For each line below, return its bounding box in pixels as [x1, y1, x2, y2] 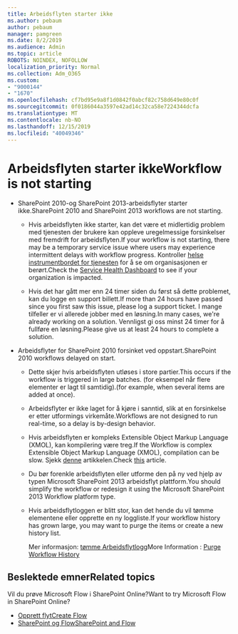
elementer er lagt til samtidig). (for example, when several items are [28, 383, 225, 392]
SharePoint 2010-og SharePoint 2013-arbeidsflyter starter [17, 199, 187, 207]
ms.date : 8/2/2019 [7, 37, 62, 44]
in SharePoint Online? [7, 598, 71, 606]
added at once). [28, 390, 76, 399]
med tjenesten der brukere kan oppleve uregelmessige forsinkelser [28, 228, 226, 237]
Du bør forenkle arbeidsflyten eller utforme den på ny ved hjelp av [28, 469, 222, 478]
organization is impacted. [28, 274, 103, 282]
